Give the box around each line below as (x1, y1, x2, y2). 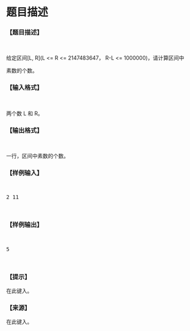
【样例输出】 (6, 221, 43, 229)
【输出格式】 (6, 126, 43, 134)
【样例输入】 (6, 169, 43, 177)
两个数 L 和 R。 (6, 110, 43, 117)
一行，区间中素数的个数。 (6, 153, 69, 160)
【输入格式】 (6, 83, 43, 92)
